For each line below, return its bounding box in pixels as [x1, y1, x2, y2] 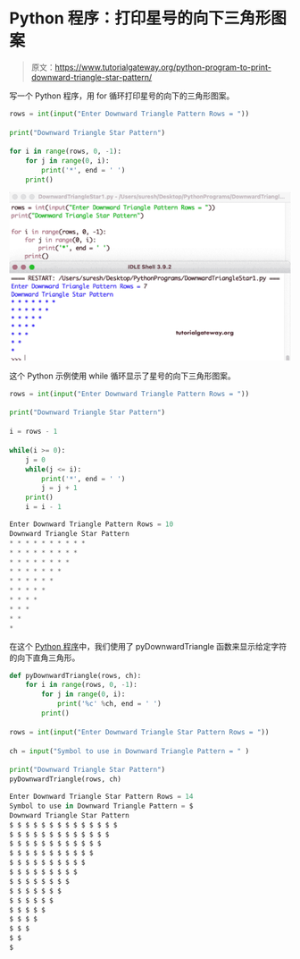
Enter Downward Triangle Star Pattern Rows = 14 [9, 793, 194, 802]
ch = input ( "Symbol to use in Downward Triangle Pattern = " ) [9, 746, 250, 756]
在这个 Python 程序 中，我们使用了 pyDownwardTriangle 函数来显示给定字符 [9, 641, 287, 651]
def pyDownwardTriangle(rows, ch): [9, 671, 142, 680]
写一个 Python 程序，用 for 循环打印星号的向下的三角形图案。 [9, 90, 235, 101]
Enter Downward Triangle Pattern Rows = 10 [9, 520, 174, 529]
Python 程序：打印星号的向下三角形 [9, 8, 271, 29]
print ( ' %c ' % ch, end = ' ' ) [56, 700, 162, 709]
